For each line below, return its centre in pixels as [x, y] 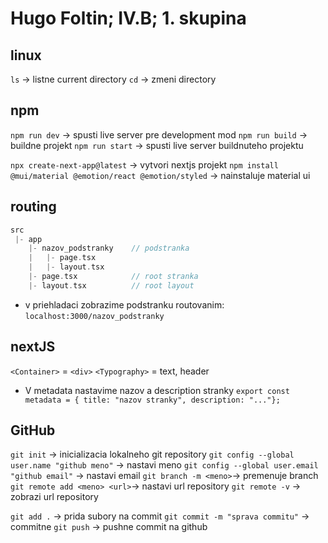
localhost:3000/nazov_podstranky [94, 316]
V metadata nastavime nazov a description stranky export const [157, 390]
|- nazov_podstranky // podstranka [109, 248]
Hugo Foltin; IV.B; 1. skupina [128, 18]
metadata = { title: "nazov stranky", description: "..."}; [152, 400]
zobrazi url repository [54, 497]
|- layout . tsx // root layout [111, 285]
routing [33, 207]
